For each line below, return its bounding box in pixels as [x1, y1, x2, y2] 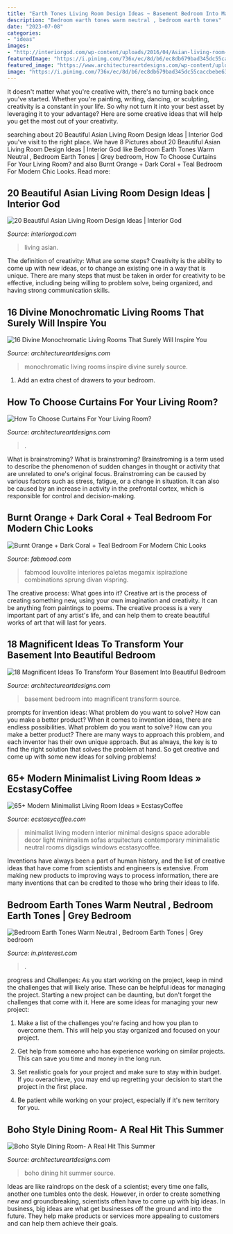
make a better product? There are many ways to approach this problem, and [7, 730, 225, 738]
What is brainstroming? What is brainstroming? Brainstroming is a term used [7, 455, 225, 463]
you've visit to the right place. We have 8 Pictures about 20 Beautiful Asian [7, 137, 221, 146]
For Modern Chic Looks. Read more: [7, 167, 111, 176]
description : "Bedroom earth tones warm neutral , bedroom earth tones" [7, 17, 222, 24]
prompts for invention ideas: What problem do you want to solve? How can [7, 708, 221, 716]
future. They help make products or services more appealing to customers [7, 1212, 220, 1220]
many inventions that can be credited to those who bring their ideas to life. [7, 879, 220, 887]
